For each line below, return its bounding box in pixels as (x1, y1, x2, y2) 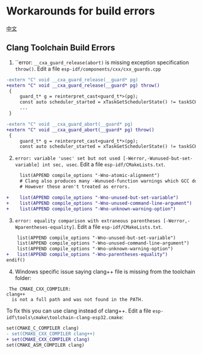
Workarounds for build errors (6, 4, 155, 18)
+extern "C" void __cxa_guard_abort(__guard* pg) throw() (6, 126, 155, 133)
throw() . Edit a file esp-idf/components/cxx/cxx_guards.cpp (14, 65, 161, 72)
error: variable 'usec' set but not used (14, 155, 120, 162)
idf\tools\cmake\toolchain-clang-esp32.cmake (6, 314, 122, 320)
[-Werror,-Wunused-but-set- (123, 155, 194, 162)
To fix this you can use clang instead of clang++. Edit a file (6, 307, 151, 314)
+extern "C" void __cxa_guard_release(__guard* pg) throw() (6, 82, 161, 88)
